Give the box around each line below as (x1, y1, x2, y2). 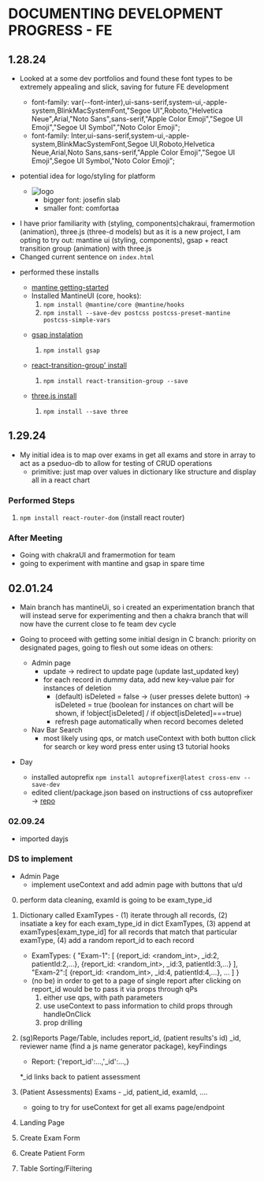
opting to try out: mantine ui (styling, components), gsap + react (19, 236, 229, 244)
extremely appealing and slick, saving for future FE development (19, 82, 229, 91)
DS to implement (8, 853, 73, 864)
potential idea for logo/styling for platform (19, 171, 156, 181)
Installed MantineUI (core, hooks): (31, 291, 142, 300)
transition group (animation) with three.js (19, 244, 152, 253)
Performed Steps (8, 494, 75, 505)
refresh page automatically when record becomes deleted (54, 717, 244, 726)
